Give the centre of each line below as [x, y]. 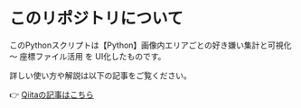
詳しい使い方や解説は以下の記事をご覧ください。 [100, 75]
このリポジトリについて [96, 18]
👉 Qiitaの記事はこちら [52, 94]
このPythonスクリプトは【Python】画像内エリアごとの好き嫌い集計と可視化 [150, 45]
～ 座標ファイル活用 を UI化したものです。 [88, 56]
